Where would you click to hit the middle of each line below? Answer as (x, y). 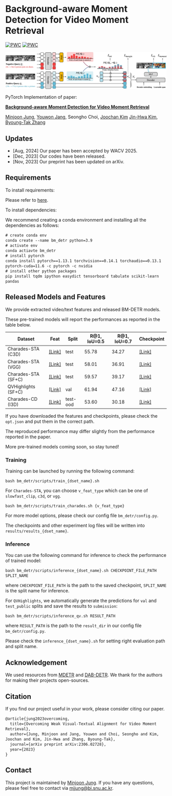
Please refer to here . (27, 200)
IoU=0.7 (123, 341)
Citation (18, 696)
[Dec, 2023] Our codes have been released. (59, 156)
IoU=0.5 (96, 341)
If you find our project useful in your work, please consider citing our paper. (85, 709)
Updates (19, 138)
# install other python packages (41, 271)
